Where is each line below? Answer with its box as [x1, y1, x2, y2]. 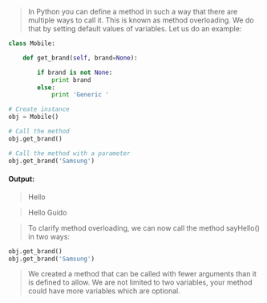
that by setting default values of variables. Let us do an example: [27, 24, 242, 33]
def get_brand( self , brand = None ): [22, 54, 138, 62]
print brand [51, 76, 91, 84]
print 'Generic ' [51, 91, 110, 99]
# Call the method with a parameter [8, 149, 131, 158]
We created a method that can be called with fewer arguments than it [27, 269, 257, 279]
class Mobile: [8, 39, 56, 47]
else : [37, 84, 56, 92]
